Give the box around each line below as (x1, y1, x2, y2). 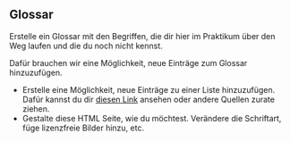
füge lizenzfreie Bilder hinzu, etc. (21, 122, 145, 133)
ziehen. (21, 103, 50, 114)
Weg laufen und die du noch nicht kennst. (9, 40, 163, 51)
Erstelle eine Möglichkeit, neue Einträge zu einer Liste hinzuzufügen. (21, 84, 276, 95)
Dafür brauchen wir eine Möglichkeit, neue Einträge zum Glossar (9, 57, 248, 68)
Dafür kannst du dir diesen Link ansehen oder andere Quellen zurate (21, 94, 276, 104)
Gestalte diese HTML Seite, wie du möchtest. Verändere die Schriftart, (21, 113, 282, 123)
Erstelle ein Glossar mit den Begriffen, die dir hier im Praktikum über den (9, 30, 276, 41)
